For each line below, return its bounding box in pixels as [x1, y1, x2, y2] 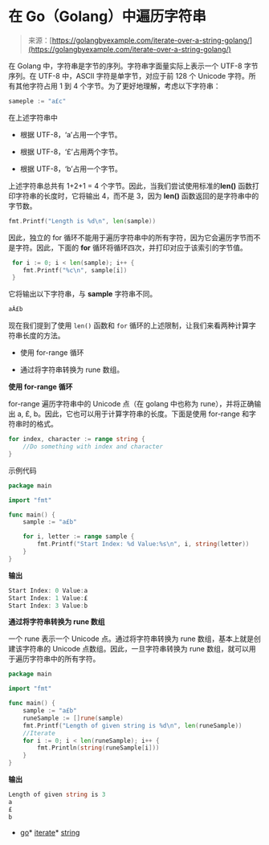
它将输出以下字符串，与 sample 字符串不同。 [8, 289, 157, 299]
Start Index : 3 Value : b [8, 602, 88, 610]
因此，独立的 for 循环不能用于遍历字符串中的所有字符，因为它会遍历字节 [8, 232, 247, 242]
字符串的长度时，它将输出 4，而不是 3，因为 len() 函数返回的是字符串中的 [14, 190, 259, 201]
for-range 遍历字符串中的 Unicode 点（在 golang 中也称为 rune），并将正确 [8, 399, 255, 409]
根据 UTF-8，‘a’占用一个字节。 [19, 129, 122, 139]
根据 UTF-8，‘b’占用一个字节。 [19, 164, 123, 173]
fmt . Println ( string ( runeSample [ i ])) [37, 744, 160, 752]
